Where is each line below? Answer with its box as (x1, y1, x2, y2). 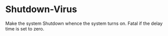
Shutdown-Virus (5, 4, 77, 15)
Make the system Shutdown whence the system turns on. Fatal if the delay (5, 20, 163, 26)
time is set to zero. (5, 25, 45, 31)
